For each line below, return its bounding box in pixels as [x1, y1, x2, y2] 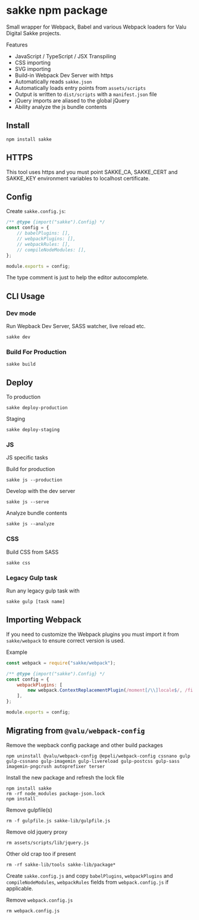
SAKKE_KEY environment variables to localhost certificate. [6, 174, 150, 182]
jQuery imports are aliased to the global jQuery [14, 96, 130, 104]
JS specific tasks [6, 454, 48, 461]
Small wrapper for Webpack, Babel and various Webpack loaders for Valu [6, 23, 186, 30]
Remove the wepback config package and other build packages [6, 741, 163, 749]
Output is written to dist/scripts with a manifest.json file [14, 91, 157, 98]
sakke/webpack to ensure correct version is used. [6, 637, 125, 644]
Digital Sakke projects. [6, 29, 61, 36]
